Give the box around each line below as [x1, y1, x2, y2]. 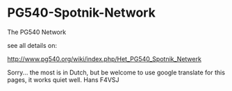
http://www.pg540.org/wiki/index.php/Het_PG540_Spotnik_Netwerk [7, 54, 201, 63]
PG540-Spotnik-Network [7, 5, 156, 21]
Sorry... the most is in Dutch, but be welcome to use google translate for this [7, 68, 226, 76]
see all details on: [7, 41, 58, 49]
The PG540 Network [7, 28, 67, 36]
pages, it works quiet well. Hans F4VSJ [7, 75, 119, 84]
